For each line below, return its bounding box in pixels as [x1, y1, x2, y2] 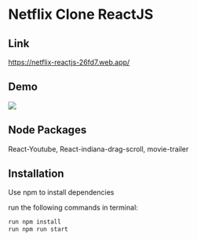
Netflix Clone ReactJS [8, 5, 154, 24]
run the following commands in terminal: [8, 203, 139, 213]
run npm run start [8, 225, 68, 233]
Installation [8, 167, 64, 181]
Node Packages [8, 123, 87, 137]
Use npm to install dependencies [8, 188, 115, 197]
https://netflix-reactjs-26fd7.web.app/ [8, 57, 130, 67]
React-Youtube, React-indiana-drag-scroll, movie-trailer [8, 144, 189, 154]
